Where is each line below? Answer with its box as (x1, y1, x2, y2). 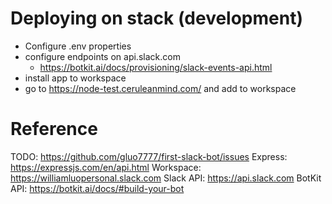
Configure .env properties (24, 40, 132, 52)
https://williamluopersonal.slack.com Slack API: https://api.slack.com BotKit (10, 172, 322, 184)
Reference (10, 118, 98, 141)
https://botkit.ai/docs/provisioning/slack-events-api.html (39, 61, 273, 73)
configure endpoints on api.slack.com (24, 50, 181, 62)
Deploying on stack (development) (10, 7, 303, 30)
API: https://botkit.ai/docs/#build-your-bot (10, 182, 185, 194)
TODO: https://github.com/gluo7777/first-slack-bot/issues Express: (10, 150, 288, 162)
